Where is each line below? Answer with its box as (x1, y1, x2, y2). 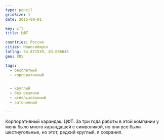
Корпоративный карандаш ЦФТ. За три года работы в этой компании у (5, 118, 159, 124)
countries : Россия (5, 40, 44, 45)
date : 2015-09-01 (5, 17, 42, 22)
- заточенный (10, 100, 37, 105)
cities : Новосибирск (5, 44, 49, 50)
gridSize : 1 (5, 12, 30, 17)
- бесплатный (10, 68, 37, 73)
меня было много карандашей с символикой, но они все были (5, 123, 141, 129)
